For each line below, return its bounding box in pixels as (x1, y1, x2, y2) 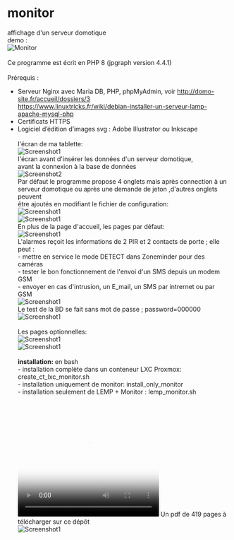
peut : (17, 245, 35, 253)
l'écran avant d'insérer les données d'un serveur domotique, (17, 154, 194, 163)
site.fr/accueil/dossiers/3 (17, 94, 91, 103)
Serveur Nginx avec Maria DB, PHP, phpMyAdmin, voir (17, 87, 176, 95)
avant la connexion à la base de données (17, 162, 137, 170)
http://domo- (177, 87, 215, 95)
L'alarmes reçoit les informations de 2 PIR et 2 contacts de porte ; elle (17, 237, 220, 245)
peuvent (17, 192, 42, 201)
